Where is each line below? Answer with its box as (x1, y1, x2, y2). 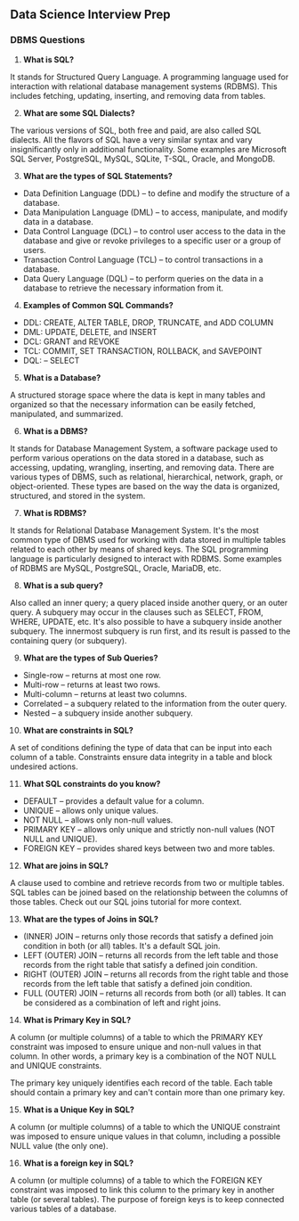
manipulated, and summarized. (10, 408, 124, 419)
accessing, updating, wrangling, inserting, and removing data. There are (10, 462, 275, 472)
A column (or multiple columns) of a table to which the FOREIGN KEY (10, 1175, 263, 1185)
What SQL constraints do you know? (22, 778, 161, 789)
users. (22, 244, 47, 255)
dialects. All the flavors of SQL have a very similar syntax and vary (10, 134, 253, 145)
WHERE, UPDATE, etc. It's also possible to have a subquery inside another (10, 616, 283, 627)
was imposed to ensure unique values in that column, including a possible (10, 1131, 281, 1142)
